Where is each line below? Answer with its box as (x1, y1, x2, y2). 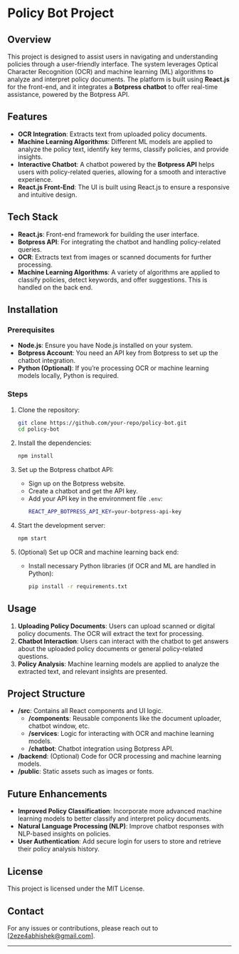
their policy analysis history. (17, 845, 100, 853)
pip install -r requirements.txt (28, 583, 128, 590)
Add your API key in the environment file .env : (28, 494, 163, 503)
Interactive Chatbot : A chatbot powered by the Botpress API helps (17, 160, 215, 168)
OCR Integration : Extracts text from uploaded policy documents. (17, 130, 208, 138)
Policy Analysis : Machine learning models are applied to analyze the (17, 660, 220, 668)
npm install (17, 453, 53, 460)
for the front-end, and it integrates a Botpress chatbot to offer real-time (7, 83, 218, 91)
